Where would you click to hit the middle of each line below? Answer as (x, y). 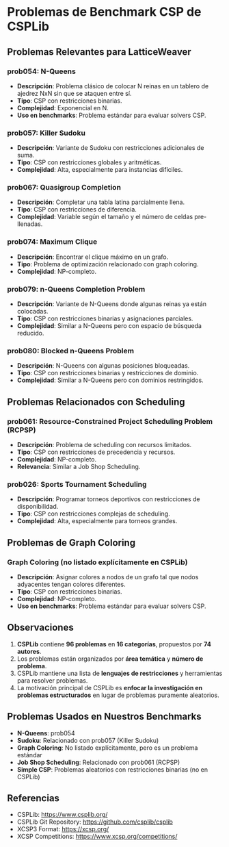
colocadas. (32, 312)
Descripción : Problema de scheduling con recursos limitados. (104, 445)
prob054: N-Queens (42, 71)
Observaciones (40, 628)
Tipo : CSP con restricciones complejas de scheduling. (93, 514)
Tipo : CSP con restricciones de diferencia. (77, 210)
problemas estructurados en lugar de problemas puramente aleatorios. (118, 695)
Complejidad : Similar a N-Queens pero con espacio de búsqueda (109, 326)
